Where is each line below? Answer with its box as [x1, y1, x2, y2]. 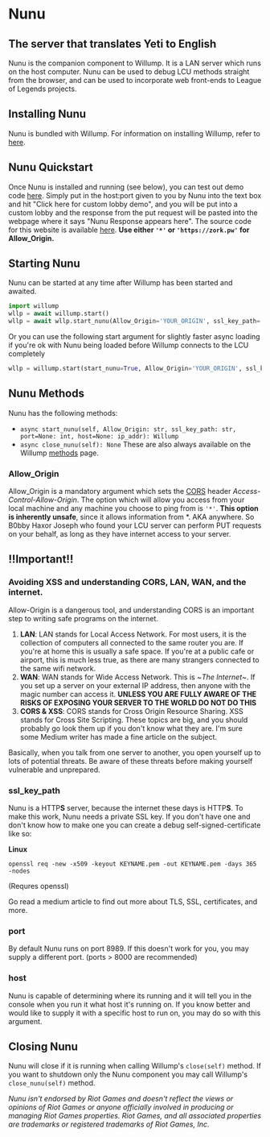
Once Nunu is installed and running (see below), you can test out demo [8, 182, 244, 192]
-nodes [8, 867, 31, 875]
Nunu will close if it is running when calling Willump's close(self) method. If [8, 1061, 261, 1071]
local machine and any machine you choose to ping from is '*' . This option [8, 504, 259, 513]
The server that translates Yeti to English [8, 37, 217, 51]
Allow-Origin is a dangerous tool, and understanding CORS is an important [8, 605, 255, 615]
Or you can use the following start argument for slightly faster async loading [8, 332, 260, 342]
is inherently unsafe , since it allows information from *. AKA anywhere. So [8, 512, 255, 522]
